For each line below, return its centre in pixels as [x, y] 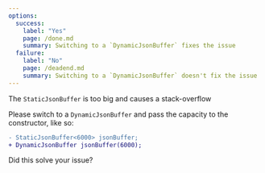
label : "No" [43, 61]
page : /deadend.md [54, 68]
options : [23, 16]
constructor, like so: [41, 122]
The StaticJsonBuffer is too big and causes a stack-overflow [110, 98]
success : [30, 23]
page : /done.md [48, 38]
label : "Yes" [45, 31]
